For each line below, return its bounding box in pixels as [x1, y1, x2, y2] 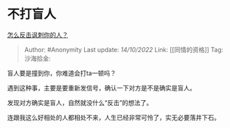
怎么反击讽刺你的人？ [7, 31, 68, 39]
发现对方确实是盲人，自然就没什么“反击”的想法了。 [7, 98, 153, 106]
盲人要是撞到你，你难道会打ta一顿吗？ [7, 69, 117, 77]
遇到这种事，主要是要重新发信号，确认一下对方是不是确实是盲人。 [7, 83, 196, 92]
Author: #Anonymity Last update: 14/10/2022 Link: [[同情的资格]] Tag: [24, 45, 224, 54]
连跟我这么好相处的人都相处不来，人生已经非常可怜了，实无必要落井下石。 [7, 113, 220, 122]
